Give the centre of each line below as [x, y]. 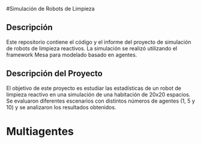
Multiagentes [40, 131]
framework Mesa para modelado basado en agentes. [72, 55]
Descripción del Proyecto [55, 73]
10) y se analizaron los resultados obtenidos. [61, 107]
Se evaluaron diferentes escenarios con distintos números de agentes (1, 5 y [100, 101]
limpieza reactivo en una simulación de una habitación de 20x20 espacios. [98, 94]
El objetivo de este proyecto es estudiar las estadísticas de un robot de [94, 88]
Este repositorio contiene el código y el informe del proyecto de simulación [99, 42]
